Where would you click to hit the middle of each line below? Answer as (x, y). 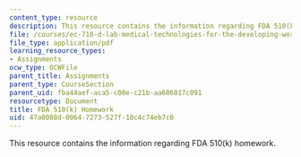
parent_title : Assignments (60, 76)
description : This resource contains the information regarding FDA (140, 26)
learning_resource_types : (57, 51)
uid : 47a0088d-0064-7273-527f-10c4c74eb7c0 (92, 118)
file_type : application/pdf (62, 43)
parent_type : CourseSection (62, 84)
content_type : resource (54, 17)
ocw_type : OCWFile (43, 68)
